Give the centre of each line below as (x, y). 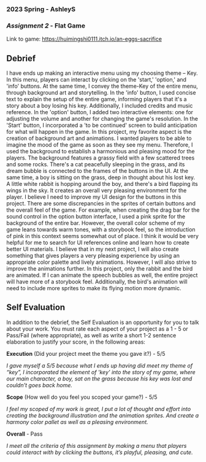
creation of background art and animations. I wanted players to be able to (99, 138)
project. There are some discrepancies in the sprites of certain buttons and (101, 204)
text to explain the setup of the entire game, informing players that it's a (97, 99)
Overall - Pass (25, 434)
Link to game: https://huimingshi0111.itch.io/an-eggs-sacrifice (84, 39)
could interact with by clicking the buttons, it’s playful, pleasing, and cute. (100, 452)
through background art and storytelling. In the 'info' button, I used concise (101, 93)
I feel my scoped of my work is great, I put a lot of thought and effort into (99, 409)
